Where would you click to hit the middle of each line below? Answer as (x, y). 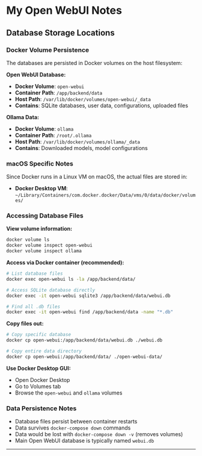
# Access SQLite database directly (51, 290)
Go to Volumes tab (38, 386)
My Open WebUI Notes (64, 11)
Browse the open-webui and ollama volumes (69, 393)
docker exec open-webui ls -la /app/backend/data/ (71, 279)
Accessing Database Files (45, 216)
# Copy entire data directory (44, 351)
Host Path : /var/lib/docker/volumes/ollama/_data (77, 142)
